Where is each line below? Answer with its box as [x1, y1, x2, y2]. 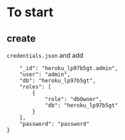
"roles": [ [19, 83, 52, 91]
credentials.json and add [6, 51, 84, 59]
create [6, 33, 36, 45]
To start [6, 4, 54, 21]
